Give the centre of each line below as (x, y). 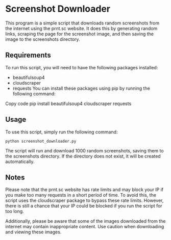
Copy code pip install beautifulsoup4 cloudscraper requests (68, 103)
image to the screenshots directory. (43, 39)
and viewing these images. (33, 232)
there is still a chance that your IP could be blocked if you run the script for (84, 206)
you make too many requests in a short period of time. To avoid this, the (81, 195)
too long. (15, 211)
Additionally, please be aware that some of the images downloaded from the (86, 221)
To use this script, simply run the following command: (62, 132)
